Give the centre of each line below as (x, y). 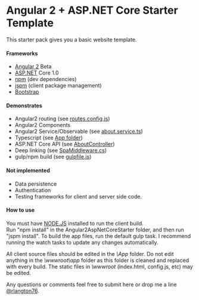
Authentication (33, 190)
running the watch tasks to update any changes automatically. (83, 242)
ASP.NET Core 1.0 (37, 73)
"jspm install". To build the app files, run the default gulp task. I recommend (99, 236)
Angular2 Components (42, 125)
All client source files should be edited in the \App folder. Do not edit (90, 253)
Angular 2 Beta (33, 67)
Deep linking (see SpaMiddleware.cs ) (61, 150)
